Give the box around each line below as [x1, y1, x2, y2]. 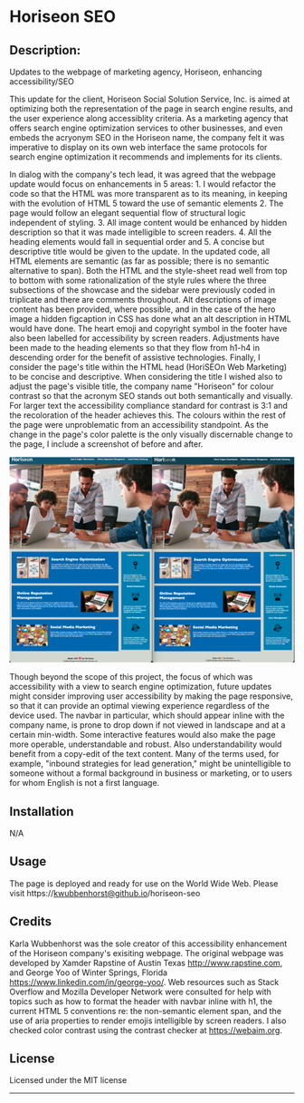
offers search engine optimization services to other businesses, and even [9, 122, 283, 133]
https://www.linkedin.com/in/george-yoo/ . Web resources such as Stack [9, 976, 280, 987]
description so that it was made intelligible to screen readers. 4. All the [9, 227, 272, 237]
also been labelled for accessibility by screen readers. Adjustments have [9, 333, 280, 343]
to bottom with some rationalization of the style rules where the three [9, 275, 267, 285]
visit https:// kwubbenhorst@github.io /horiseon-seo [9, 887, 201, 898]
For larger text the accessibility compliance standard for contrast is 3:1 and [9, 401, 288, 411]
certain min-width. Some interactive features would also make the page [9, 730, 276, 740]
